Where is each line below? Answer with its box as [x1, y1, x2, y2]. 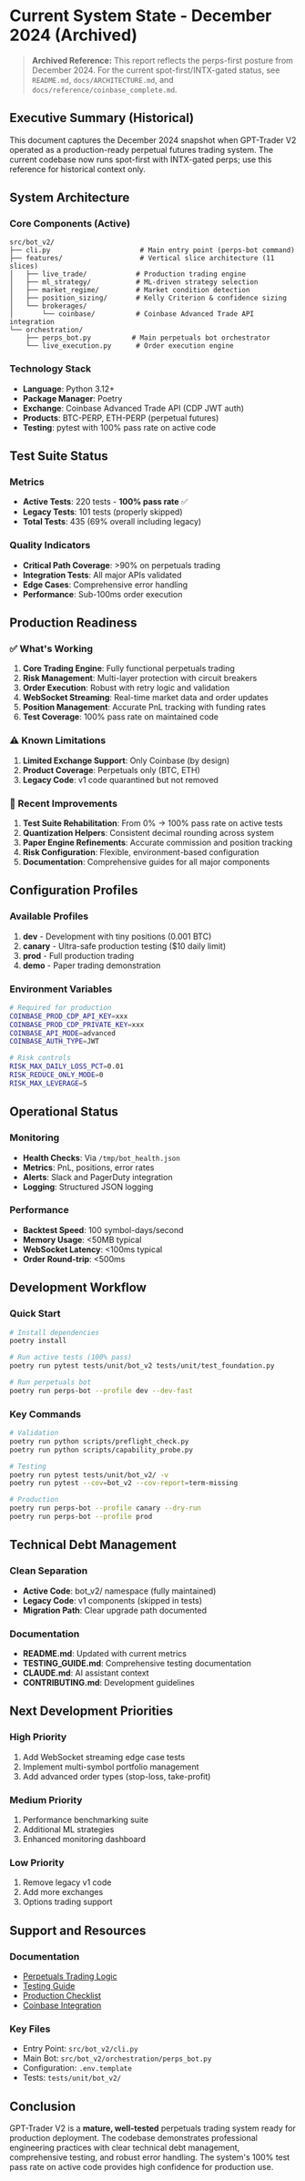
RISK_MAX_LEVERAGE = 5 [9, 1078, 88, 1088]
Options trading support [22, 1896, 113, 1908]
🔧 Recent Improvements [9, 797, 118, 810]
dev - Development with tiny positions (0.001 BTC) [22, 931, 212, 942]
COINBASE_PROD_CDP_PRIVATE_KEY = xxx [9, 1020, 145, 1029]
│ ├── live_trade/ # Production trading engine [9, 270, 247, 279]
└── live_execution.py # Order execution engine [25, 341, 234, 351]
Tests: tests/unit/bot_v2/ [22, 2073, 121, 2084]
